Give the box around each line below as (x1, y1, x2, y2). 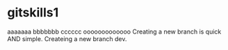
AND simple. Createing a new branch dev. (7, 34, 127, 42)
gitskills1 (7, 5, 59, 21)
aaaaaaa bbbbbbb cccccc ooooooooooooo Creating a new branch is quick (7, 27, 222, 36)
